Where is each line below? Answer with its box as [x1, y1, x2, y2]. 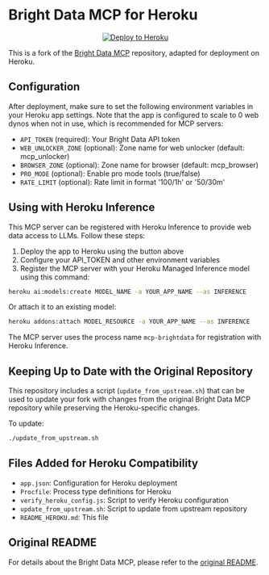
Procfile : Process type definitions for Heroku [19, 486, 172, 496]
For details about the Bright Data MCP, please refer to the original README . [8, 557, 259, 567]
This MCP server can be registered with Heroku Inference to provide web [8, 222, 252, 232]
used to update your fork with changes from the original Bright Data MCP [8, 394, 251, 405]
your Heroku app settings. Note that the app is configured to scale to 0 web [8, 110, 259, 120]
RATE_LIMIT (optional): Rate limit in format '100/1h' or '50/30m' [19, 177, 226, 187]
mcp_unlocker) [19, 151, 70, 161]
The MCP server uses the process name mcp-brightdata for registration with [8, 333, 262, 342]
